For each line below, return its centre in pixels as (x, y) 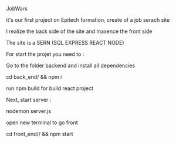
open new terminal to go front (42, 122)
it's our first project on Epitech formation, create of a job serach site (88, 20)
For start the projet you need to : (45, 54)
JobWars (17, 9)
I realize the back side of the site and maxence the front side (79, 31)
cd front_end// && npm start (40, 134)
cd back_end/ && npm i (34, 77)
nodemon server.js (29, 111)
